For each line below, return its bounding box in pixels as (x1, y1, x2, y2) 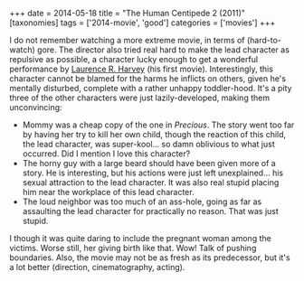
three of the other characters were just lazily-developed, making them (9, 92, 270, 103)
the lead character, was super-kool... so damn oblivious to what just (22, 139, 276, 149)
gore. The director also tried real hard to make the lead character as (37, 44, 290, 55)
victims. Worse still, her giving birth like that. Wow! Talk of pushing (9, 243, 257, 253)
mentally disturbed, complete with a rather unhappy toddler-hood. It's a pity (9, 83, 292, 93)
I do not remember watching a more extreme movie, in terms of (9, 35, 245, 45)
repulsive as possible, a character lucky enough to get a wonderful (9, 54, 259, 64)
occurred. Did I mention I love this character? (22, 148, 191, 159)
